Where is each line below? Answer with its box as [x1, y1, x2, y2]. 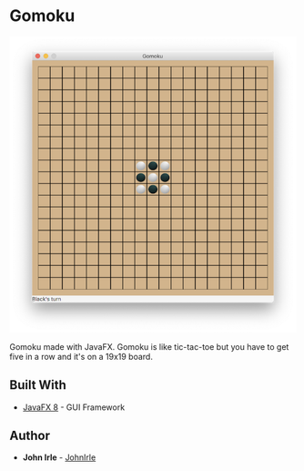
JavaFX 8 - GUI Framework [22, 402, 126, 413]
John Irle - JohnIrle [22, 452, 96, 463]
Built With [9, 377, 66, 393]
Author [9, 427, 50, 443]
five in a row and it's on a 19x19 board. [9, 351, 153, 362]
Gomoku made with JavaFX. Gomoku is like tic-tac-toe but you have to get [9, 341, 289, 352]
